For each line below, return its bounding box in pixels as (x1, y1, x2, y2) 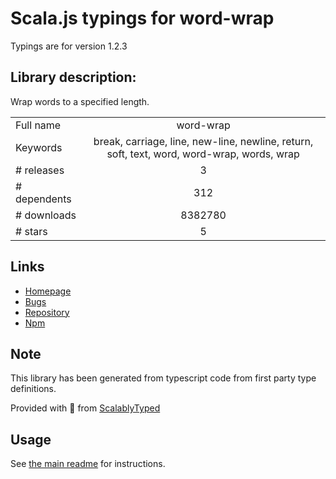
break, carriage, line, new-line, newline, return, (93, 134, 314, 148)
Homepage (24, 285, 72, 297)
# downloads (15, 208, 77, 222)
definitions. (10, 383, 57, 395)
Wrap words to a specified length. (10, 95, 150, 107)
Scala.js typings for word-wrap (10, 7, 275, 30)
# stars (15, 224, 48, 238)
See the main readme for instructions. (10, 458, 166, 470)
